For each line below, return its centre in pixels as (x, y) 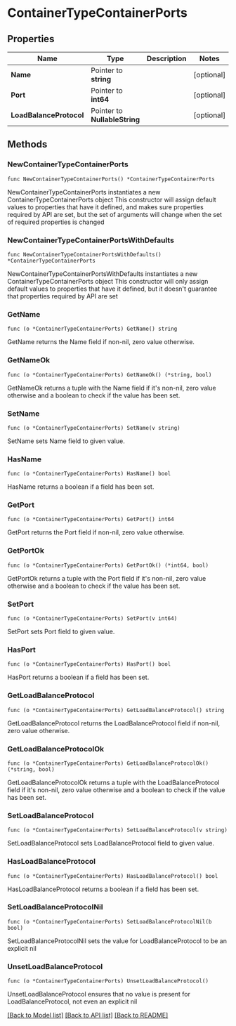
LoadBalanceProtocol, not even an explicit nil (72, 1001)
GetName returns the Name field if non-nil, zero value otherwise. (101, 342)
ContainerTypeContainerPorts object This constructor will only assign (108, 281)
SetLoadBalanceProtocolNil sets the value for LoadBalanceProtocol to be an (117, 941)
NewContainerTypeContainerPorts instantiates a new (84, 192)
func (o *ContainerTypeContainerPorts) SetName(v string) (94, 428)
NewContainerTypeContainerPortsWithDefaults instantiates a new (103, 274)
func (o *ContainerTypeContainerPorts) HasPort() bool (89, 664)
